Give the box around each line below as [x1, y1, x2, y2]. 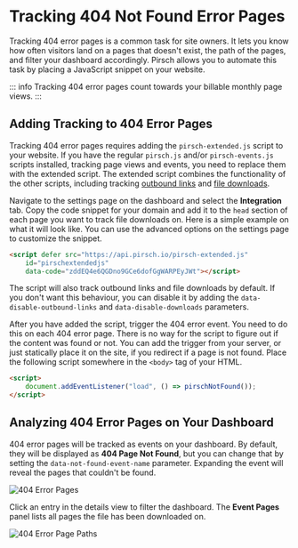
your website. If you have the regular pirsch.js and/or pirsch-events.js [9, 149, 274, 160]
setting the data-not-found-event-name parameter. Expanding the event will [9, 457, 284, 468]
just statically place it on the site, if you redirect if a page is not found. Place [9, 347, 287, 358]
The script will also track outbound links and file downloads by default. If [9, 283, 276, 294]
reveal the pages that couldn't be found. [9, 467, 157, 478]
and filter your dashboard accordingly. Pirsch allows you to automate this [9, 54, 278, 65]
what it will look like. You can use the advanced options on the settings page [9, 223, 289, 234]
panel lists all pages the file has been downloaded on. [9, 511, 206, 521]
